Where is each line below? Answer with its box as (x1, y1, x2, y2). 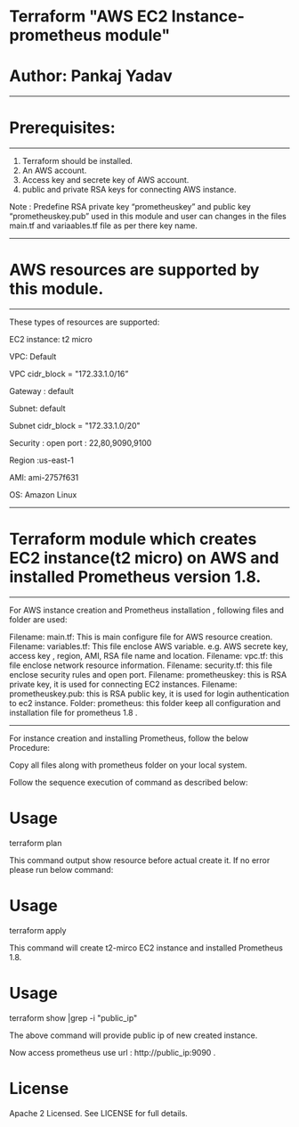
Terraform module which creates (9, 529, 257, 549)
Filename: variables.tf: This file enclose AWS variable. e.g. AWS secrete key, (9, 640, 288, 652)
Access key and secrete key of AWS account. (21, 175, 190, 185)
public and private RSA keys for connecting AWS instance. (21, 185, 238, 195)
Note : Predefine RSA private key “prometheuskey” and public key (9, 202, 251, 212)
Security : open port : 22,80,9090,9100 (9, 438, 152, 448)
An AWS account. (21, 165, 87, 176)
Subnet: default (9, 403, 66, 414)
